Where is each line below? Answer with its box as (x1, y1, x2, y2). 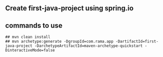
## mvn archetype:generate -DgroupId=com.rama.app (5, 39, 114, 44)
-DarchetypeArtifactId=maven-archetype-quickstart (34, 43, 143, 48)
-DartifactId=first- (115, 39, 158, 44)
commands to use (5, 21, 63, 30)
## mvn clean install (5, 35, 51, 40)
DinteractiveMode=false (5, 48, 55, 53)
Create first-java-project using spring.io (5, 4, 134, 13)
